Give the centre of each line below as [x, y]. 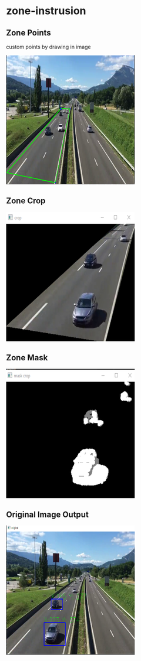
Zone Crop [26, 201]
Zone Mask [27, 358]
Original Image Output [48, 515]
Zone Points [28, 33]
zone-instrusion [46, 11]
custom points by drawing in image [48, 47]
